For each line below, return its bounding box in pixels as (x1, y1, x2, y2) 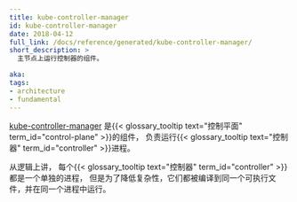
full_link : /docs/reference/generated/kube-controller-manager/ (9, 37, 253, 47)
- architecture (9, 86, 66, 96)
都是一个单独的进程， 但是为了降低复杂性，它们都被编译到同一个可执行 (9, 172, 269, 183)
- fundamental (9, 95, 62, 104)
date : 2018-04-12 (9, 29, 74, 38)
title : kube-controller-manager (9, 12, 129, 22)
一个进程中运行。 (47, 183, 111, 194)
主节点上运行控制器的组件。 (17, 54, 104, 63)
